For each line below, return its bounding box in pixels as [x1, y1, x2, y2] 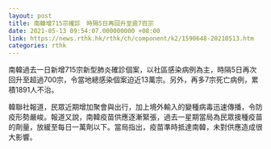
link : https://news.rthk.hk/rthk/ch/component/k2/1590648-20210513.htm [8, 34, 254, 43]
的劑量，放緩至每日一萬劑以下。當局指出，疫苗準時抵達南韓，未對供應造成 [8, 122, 256, 132]
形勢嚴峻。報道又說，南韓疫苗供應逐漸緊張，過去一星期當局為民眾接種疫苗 [15, 112, 263, 122]
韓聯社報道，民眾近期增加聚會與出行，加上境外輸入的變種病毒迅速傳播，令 [8, 102, 256, 112]
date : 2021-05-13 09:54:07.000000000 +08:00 [8, 27, 161, 35]
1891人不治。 [15, 85, 59, 95]
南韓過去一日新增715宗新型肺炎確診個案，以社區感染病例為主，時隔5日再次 [8, 65, 257, 75]
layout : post [8, 11, 52, 20]
